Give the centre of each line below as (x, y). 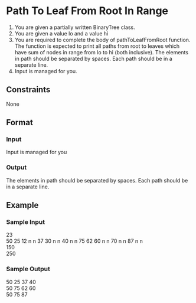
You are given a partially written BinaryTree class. (75, 27)
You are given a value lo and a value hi (61, 33)
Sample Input (26, 222)
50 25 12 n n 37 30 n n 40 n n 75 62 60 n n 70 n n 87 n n (74, 241)
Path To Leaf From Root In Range (87, 11)
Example (22, 205)
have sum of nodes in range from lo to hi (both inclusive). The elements (102, 52)
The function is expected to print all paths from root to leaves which (97, 46)
